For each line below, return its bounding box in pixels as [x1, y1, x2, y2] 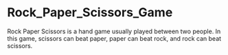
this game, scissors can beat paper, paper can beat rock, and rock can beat [7, 34, 222, 42]
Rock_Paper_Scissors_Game [7, 5, 173, 20]
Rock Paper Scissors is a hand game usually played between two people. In [7, 27, 221, 35]
